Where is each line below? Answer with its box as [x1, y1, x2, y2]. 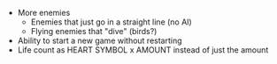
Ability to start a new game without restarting [17, 35, 183, 46]
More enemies [17, 8, 71, 18]
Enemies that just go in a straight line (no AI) [30, 17, 192, 27]
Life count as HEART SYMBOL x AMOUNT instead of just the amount [17, 45, 269, 55]
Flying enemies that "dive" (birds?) [30, 26, 158, 36]
